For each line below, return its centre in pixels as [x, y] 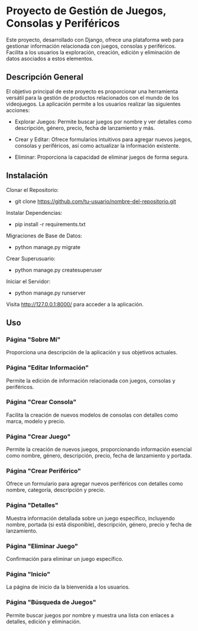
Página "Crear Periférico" [44, 471]
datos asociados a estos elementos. [50, 58]
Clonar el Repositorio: [33, 189]
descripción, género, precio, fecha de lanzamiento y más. [85, 127]
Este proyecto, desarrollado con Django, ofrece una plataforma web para [95, 40]
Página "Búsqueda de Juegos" [51, 602]
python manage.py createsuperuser [58, 270]
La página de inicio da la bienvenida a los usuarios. [68, 587]
